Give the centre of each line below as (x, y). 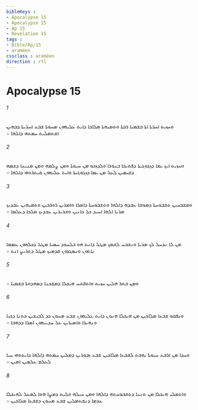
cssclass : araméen (30, 56)
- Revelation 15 (26, 34)
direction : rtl (26, 61)
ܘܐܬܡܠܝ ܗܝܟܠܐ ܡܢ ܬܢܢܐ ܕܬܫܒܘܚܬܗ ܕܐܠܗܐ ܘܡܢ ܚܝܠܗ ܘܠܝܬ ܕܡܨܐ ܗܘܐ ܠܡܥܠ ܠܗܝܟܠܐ (96, 394)
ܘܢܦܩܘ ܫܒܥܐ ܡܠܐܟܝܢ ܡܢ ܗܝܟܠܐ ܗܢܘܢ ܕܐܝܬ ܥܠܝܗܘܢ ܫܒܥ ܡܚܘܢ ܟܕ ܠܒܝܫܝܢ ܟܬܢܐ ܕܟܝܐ (95, 315)
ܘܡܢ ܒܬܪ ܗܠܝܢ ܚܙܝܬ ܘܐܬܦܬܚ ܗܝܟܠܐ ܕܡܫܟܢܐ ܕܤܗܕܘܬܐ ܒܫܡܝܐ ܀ (72, 283)
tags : (14, 39)
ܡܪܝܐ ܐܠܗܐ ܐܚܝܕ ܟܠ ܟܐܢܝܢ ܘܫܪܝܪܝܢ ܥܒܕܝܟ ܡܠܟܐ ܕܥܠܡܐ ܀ (65, 212)
